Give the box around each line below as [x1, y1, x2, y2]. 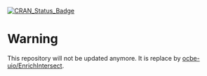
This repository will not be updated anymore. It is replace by [7, 54, 181, 62]
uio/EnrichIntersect [7, 61, 62, 70]
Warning [7, 31, 58, 47]
